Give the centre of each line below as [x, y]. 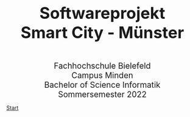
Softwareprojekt [102, 13]
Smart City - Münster [102, 32]
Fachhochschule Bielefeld [102, 66]
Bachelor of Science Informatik [102, 85]
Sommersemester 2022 [102, 94]
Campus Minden [102, 75]
